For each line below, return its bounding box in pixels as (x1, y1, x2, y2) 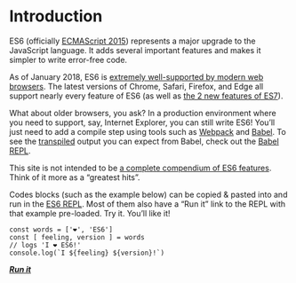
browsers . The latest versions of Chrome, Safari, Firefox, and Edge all (9, 81, 264, 91)
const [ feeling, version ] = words (9, 232, 145, 241)
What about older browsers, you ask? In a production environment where (9, 107, 277, 118)
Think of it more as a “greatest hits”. (9, 171, 140, 183)
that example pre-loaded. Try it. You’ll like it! (9, 208, 171, 218)
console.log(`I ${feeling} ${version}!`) (9, 248, 165, 257)
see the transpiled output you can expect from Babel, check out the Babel (9, 136, 280, 146)
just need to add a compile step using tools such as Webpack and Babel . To (9, 126, 286, 137)
